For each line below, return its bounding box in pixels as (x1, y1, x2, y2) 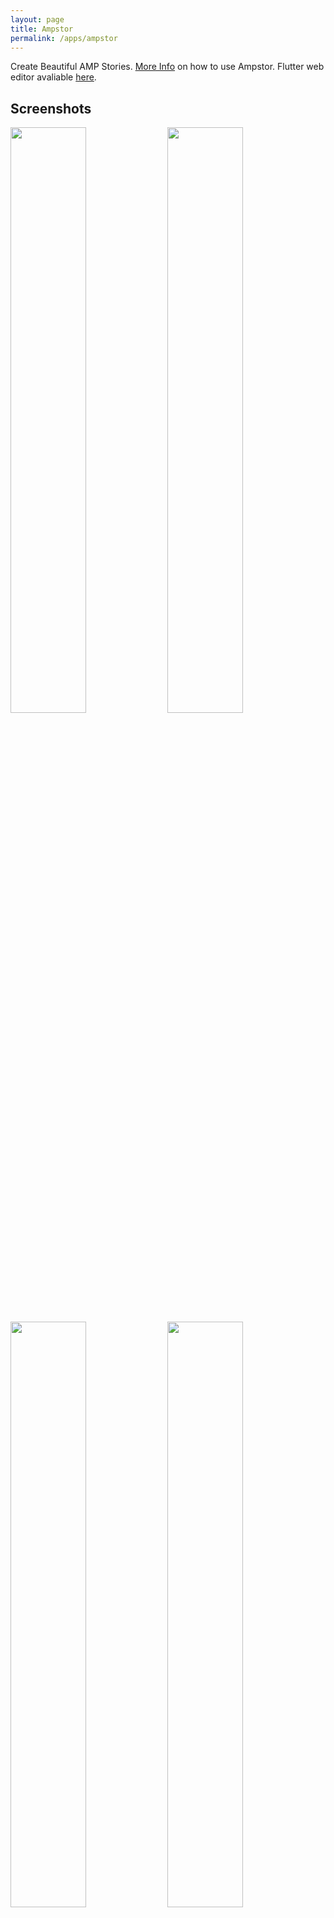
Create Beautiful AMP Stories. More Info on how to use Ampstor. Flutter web (10, 61, 325, 73)
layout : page (10, 14, 65, 25)
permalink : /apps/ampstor (10, 33, 118, 43)
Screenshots (10, 100, 92, 117)
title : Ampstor (10, 24, 74, 34)
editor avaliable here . (10, 71, 97, 83)
